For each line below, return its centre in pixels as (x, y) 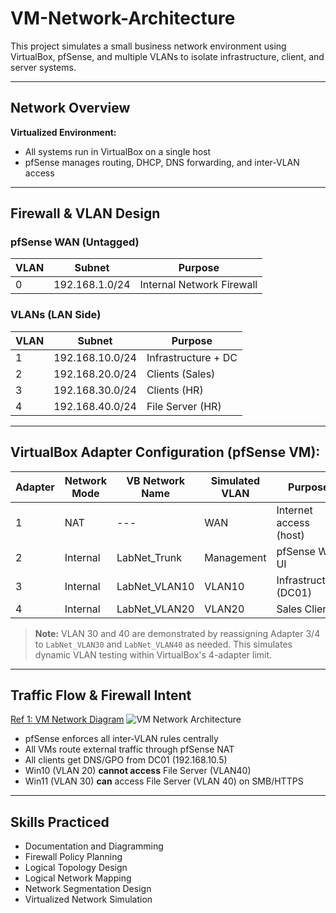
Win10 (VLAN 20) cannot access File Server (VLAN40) (138, 771)
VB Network (156, 480)
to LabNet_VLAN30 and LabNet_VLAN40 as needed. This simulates (163, 644)
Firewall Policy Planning (73, 857)
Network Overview (70, 108)
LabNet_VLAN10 (155, 586)
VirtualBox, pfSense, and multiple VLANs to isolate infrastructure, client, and (167, 56)
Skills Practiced (60, 822)
